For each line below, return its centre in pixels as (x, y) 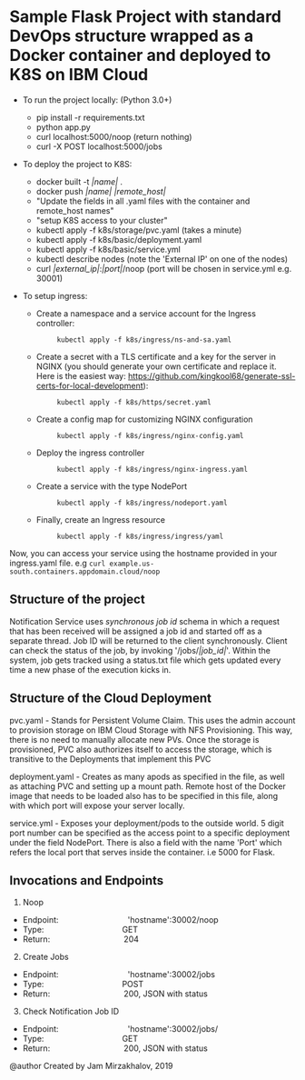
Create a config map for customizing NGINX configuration (144, 419)
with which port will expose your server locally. (97, 805)
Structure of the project (77, 600)
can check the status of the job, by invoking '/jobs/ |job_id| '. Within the (140, 650)
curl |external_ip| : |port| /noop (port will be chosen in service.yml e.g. (164, 268)
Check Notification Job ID (71, 1012)
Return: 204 (80, 939)
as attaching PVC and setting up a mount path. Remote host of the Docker (148, 786)
